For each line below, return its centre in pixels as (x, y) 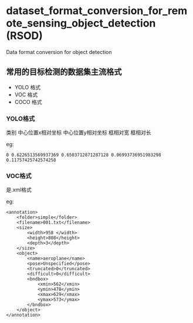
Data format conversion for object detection (59, 52)
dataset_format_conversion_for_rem (97, 11)
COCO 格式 (28, 102)
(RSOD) (24, 36)
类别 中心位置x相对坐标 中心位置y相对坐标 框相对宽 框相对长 (79, 133)
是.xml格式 (19, 190)
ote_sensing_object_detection (81, 23)
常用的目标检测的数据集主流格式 (64, 72)
